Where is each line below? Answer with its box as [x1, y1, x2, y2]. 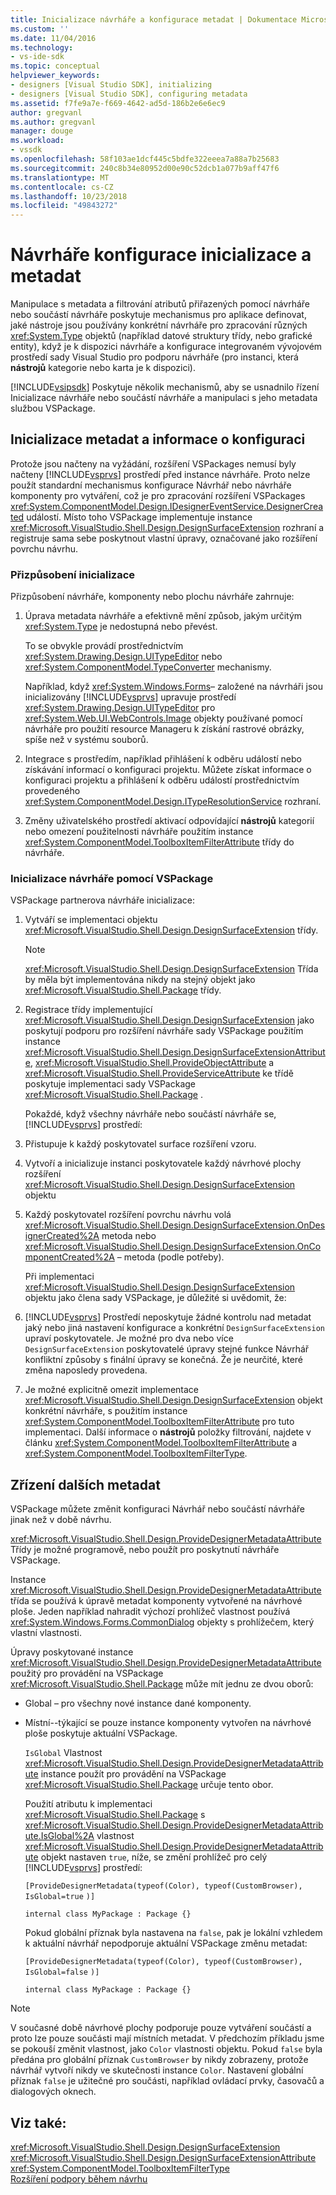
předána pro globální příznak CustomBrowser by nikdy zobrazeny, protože [10, 2054, 309, 2066]
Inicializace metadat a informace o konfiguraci [10, 431, 306, 448]
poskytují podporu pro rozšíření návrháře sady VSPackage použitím [24, 1025, 304, 1037]
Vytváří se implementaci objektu [24, 914, 158, 926]
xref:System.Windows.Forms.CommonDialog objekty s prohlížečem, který [10, 1616, 315, 1628]
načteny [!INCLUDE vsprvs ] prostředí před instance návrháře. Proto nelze [10, 468, 311, 480]
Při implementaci [24, 1271, 95, 1283]
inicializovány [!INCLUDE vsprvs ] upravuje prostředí [24, 691, 237, 703]
